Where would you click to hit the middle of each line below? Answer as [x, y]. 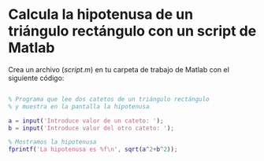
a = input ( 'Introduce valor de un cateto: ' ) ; [86, 121]
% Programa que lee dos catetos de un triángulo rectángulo [109, 99]
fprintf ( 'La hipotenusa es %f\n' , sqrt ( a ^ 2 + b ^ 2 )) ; [93, 150]
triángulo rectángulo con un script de [132, 31]
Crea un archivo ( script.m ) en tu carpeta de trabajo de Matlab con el [119, 69]
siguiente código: [36, 78]
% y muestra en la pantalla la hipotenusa [79, 106]
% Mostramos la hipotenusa [52, 142]
